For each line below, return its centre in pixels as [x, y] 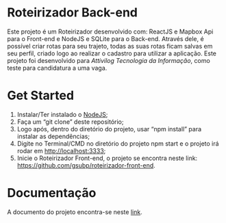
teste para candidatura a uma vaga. [57, 68]
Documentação [52, 193]
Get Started [40, 95]
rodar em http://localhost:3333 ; [61, 150]
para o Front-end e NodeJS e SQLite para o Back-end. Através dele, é [105, 38]
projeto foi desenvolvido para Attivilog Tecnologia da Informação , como [109, 60]
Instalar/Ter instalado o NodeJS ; [62, 114]
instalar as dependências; [53, 136]
